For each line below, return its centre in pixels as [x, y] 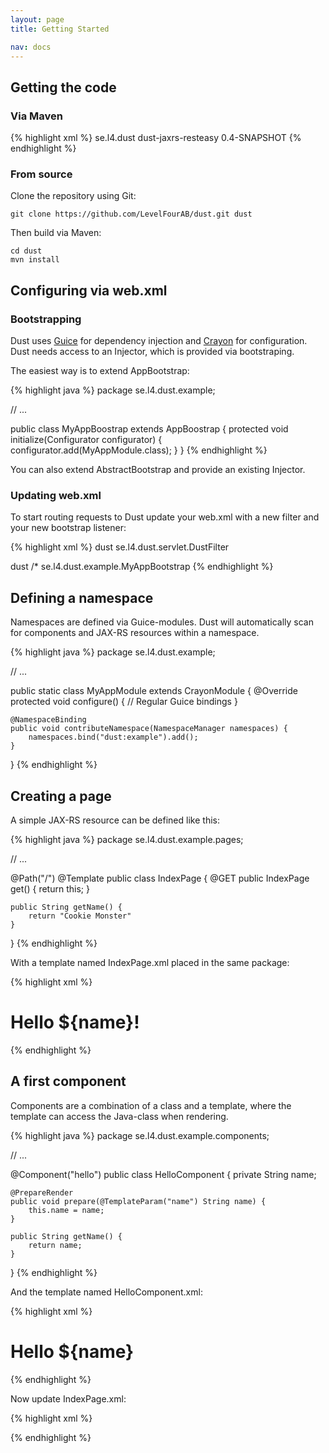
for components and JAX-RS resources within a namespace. [135, 633]
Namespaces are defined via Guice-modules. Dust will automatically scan [162, 622]
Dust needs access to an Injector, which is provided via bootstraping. [152, 352]
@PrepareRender [42, 1192]
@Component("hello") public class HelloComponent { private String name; [163, 1174]
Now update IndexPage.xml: [68, 1398]
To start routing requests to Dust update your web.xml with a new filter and [165, 517]
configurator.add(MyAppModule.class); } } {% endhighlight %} [139, 450]
